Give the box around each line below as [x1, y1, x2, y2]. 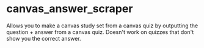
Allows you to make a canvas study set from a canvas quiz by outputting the [6, 22, 199, 29]
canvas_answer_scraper [6, 2, 133, 16]
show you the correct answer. [6, 35, 81, 42]
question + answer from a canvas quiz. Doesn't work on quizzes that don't [6, 28, 194, 35]
